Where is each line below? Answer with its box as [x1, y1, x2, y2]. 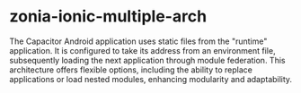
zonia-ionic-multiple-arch [9, 6, 208, 27]
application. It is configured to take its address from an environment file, [9, 45, 276, 55]
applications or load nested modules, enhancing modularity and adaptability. [9, 73, 293, 84]
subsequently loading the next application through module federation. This [9, 55, 286, 65]
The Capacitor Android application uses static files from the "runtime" [9, 36, 268, 46]
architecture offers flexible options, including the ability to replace [9, 64, 253, 75]
